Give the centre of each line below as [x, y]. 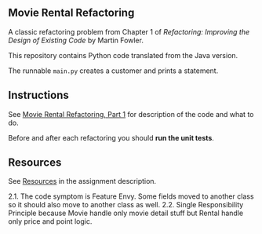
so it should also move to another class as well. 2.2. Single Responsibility [126, 205]
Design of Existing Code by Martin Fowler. [76, 40]
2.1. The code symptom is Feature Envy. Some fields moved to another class [131, 196]
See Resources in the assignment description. [82, 181]
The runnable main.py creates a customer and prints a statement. [113, 71]
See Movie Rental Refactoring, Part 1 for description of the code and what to [131, 114]
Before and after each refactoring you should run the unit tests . [111, 137]
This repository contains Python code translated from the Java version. [123, 55]
